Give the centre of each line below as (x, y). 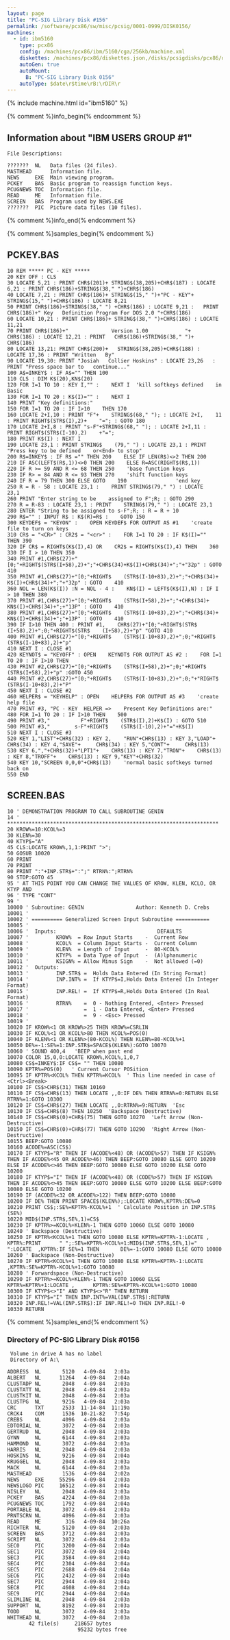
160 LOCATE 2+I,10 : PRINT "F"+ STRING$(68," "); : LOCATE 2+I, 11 (115, 415)
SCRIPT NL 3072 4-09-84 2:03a (68, 1539)
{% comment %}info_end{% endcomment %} (71, 221)
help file (21, 702)
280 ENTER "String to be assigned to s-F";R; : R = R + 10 (93, 511)
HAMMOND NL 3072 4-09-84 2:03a (68, 1443)
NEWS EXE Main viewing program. (61, 178)
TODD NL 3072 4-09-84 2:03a (68, 1611)
